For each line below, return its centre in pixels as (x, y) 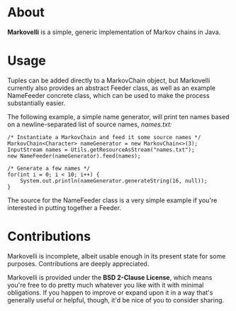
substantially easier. (36, 103)
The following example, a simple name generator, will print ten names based (118, 116)
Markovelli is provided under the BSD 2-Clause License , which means (110, 277)
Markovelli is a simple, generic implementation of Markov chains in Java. (114, 32)
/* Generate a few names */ (49, 168)
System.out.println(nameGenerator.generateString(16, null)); (114, 181)
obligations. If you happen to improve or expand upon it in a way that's (110, 293)
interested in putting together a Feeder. (64, 207)
